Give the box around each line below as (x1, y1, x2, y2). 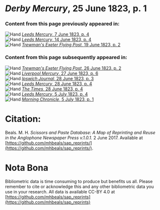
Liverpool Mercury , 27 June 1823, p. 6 (21, 70, 99, 76)
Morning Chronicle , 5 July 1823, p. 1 (21, 96, 94, 102)
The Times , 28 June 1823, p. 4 (21, 86, 83, 92)
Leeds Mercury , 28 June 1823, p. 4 (21, 81, 92, 86)
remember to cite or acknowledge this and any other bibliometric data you (5, 184, 154, 189)
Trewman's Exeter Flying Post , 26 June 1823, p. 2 (21, 65, 121, 71)
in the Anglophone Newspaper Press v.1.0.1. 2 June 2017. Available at (5, 135, 143, 141)
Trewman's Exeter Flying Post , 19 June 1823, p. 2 (21, 42, 121, 48)
